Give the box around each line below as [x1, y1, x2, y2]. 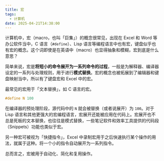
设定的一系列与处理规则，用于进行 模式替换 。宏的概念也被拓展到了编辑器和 [5, 69, 155, 76]
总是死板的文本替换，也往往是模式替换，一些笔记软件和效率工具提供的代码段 [5, 118, 159, 124]
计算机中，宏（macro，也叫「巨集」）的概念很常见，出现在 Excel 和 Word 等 [5, 35, 158, 41]
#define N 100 [5, 96, 34, 101]
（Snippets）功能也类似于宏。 [5, 124, 66, 130]
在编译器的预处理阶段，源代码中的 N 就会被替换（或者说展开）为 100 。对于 [5, 106, 155, 112]
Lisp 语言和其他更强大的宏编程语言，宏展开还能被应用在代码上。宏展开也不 [5, 112, 156, 117]
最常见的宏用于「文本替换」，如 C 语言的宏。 [5, 86, 94, 92]
